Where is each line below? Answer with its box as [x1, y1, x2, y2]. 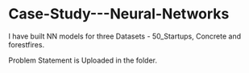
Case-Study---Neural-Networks [8, 5, 230, 23]
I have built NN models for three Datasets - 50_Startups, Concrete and [8, 31, 242, 41]
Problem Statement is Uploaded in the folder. [8, 55, 158, 65]
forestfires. [8, 39, 45, 49]
